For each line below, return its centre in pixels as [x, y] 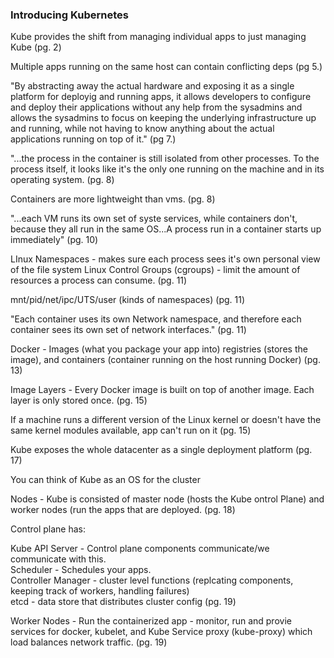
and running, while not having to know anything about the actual [142, 129]
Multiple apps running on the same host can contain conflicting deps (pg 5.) [166, 67]
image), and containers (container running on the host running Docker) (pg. [165, 360]
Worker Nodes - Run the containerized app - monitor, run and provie [151, 621]
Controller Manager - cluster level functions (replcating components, [152, 580]
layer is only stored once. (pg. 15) [79, 400]
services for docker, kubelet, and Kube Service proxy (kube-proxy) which [161, 632]
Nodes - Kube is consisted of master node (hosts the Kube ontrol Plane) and [167, 499]
